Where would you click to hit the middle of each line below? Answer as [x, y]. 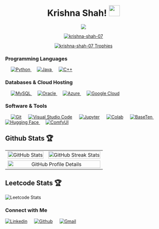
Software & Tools [26, 106]
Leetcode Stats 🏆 [34, 183]
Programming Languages [37, 59]
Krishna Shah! [77, 13]
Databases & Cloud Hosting [39, 82]
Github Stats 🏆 [29, 138]
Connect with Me [26, 210]
